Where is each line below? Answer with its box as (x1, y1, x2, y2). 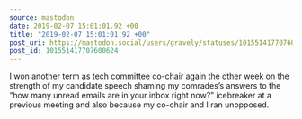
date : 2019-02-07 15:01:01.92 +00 (9, 21, 139, 30)
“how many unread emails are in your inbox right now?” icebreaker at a (9, 90, 272, 101)
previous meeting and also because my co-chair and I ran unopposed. (9, 99, 270, 110)
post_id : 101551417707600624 (9, 47, 119, 55)
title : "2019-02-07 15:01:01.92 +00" (9, 30, 151, 38)
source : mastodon (9, 13, 75, 22)
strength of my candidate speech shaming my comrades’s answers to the (9, 81, 281, 91)
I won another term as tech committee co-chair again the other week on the (9, 71, 289, 81)
